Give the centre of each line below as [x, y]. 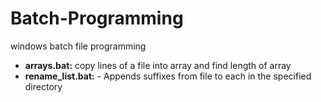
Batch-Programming [97, 18]
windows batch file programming [78, 46]
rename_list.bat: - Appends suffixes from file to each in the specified [168, 76]
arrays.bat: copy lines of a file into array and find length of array [158, 65]
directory [43, 86]
